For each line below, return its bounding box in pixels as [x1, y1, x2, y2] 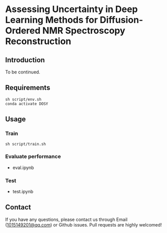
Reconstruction [5, 36, 71, 47]
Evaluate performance [5, 153, 61, 160]
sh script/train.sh [5, 141, 46, 146]
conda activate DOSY [5, 101, 49, 106]
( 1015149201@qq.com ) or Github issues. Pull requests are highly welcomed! [5, 221, 162, 227]
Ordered [5, 25, 41, 36]
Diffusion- [100, 14, 143, 26]
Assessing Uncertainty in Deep [5, 4, 138, 15]
